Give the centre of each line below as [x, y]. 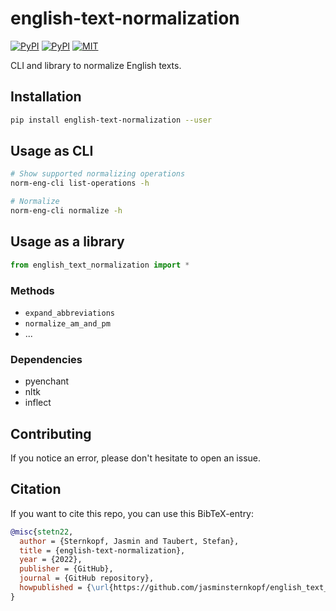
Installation [46, 97]
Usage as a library [67, 242]
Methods [32, 290]
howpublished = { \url [64, 588]
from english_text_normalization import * [100, 265]
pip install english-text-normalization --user [111, 120]
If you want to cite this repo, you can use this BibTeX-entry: [132, 513]
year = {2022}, [51, 560]
